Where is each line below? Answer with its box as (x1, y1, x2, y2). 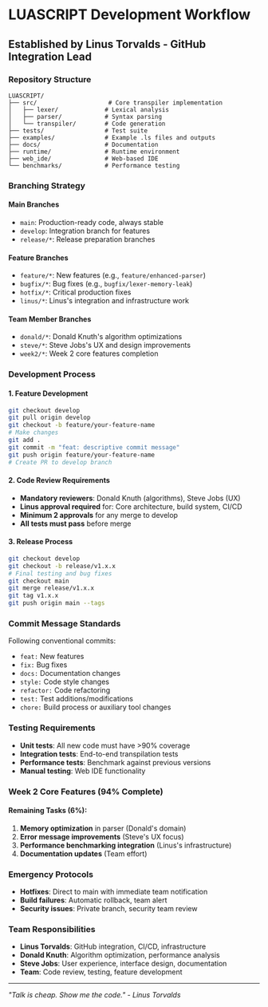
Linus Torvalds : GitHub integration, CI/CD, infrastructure (19, 942, 207, 951)
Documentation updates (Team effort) (19, 848, 148, 859)
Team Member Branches (8, 314, 92, 324)
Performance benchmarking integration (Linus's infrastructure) (19, 840, 232, 850)
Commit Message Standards (8, 618, 121, 629)
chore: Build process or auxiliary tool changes (19, 702, 171, 712)
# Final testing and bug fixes (8, 569, 112, 578)
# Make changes (8, 428, 59, 436)
